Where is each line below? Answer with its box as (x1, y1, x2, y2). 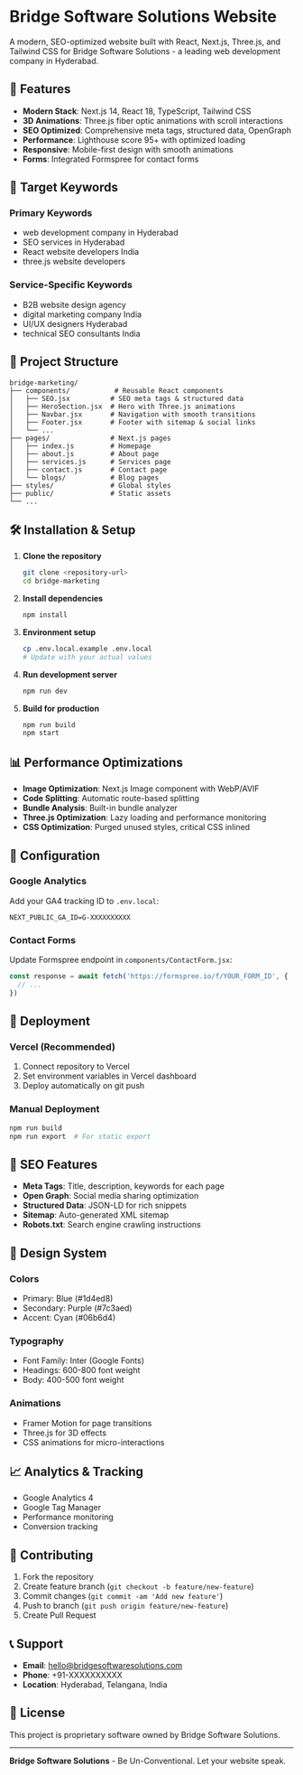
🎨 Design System (9, 1245, 107, 1261)
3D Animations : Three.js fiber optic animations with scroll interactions (22, 115, 284, 126)
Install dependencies (22, 593, 104, 604)
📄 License (9, 1705, 66, 1721)
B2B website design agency (22, 299, 126, 310)
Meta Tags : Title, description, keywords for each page (22, 1181, 225, 1191)
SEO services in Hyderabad (22, 237, 125, 248)
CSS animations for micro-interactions (22, 1436, 165, 1447)
